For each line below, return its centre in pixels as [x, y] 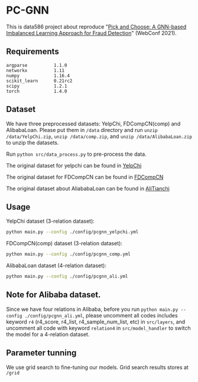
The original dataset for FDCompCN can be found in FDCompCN [85, 177]
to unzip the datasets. [33, 142]
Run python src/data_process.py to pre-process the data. [76, 154]
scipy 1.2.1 [37, 86]
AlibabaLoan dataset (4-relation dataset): [56, 266]
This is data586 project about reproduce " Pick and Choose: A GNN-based [96, 27]
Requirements [33, 52]
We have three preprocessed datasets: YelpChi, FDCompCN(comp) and [93, 123]
